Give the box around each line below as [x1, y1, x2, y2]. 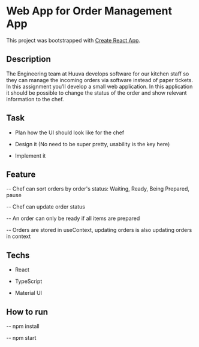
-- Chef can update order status [6, 203, 86, 210]
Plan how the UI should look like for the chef [14, 129, 125, 136]
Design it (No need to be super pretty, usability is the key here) [14, 140, 170, 147]
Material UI [14, 289, 43, 297]
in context [6, 233, 31, 240]
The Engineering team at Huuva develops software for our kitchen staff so [6, 70, 189, 77]
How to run [6, 307, 49, 317]
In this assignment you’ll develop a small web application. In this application [6, 83, 193, 90]
